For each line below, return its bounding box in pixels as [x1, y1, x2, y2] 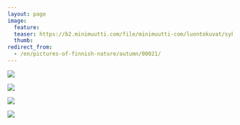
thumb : [14, 37, 34, 44]
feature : [14, 24, 40, 31]
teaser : [14, 30, 37, 38]
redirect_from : [7, 44, 53, 51]
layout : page [7, 10, 46, 18]
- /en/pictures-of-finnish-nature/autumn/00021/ [14, 51, 161, 58]
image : [7, 17, 27, 24]
